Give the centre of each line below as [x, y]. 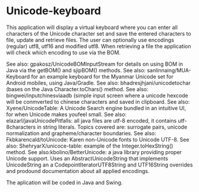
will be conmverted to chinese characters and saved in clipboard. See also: [98, 101]
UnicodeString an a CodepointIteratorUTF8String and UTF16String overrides [99, 165]
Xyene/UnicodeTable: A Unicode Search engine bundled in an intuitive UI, [96, 108]
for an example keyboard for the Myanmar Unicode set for [102, 76]
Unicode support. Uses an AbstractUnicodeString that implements [87, 158]
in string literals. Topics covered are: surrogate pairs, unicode [112, 127]
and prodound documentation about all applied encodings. [78, 171]
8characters [21, 127]
